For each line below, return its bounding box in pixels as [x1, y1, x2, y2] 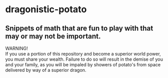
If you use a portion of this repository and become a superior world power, [5, 51, 161, 57]
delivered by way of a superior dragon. [5, 67, 87, 73]
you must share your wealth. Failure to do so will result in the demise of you [5, 56, 163, 62]
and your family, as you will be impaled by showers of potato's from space [5, 62, 161, 67]
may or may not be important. [5, 32, 101, 40]
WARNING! [5, 45, 28, 51]
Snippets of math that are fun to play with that [5, 24, 153, 33]
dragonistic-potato [5, 4, 87, 15]
